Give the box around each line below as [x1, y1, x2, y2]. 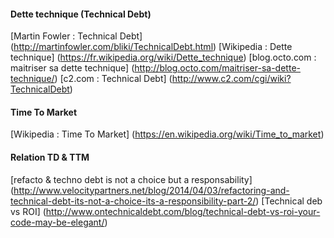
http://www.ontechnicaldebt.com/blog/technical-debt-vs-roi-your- [45, 205, 321, 217]
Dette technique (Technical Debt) [10, 8, 152, 20]
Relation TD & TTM [10, 151, 90, 163]
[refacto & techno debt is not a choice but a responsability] [10, 173, 253, 185]
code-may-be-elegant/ [10, 216, 105, 228]
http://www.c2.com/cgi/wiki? [171, 73, 292, 85]
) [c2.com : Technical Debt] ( [54, 73, 173, 85]
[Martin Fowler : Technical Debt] [10, 30, 143, 42]
